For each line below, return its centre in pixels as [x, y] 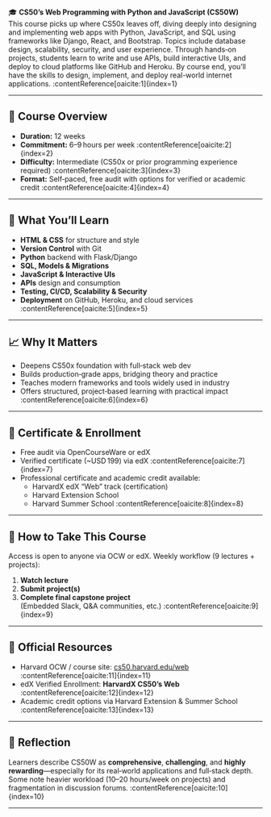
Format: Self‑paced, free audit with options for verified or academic [133, 179]
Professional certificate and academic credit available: [110, 478]
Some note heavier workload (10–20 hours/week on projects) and [117, 779]
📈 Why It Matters [53, 342]
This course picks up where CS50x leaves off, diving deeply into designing [132, 24]
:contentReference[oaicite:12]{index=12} [87, 692]
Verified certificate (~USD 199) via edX [84, 461]
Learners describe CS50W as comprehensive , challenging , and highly [127, 762]
